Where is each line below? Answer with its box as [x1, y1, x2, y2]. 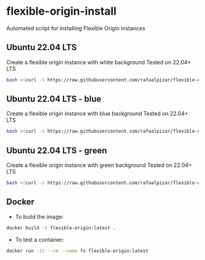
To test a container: [15, 236, 64, 243]
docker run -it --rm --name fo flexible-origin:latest [6, 248, 149, 254]
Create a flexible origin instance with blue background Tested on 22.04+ [6, 110, 189, 117]
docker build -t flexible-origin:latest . [6, 225, 116, 231]
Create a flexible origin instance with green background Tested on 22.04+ [6, 162, 192, 169]
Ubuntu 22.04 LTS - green [6, 145, 107, 155]
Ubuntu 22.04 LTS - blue [6, 94, 102, 105]
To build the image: [15, 213, 64, 220]
